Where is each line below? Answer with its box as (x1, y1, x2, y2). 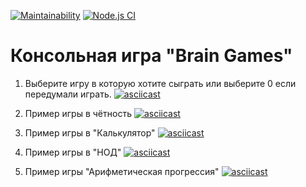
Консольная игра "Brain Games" (10, 45, 293, 67)
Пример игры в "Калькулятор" (24, 126, 156, 139)
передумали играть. (24, 88, 112, 100)
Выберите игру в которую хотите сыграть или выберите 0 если (24, 77, 297, 89)
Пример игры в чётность (24, 107, 132, 119)
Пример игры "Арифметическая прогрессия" (24, 165, 220, 177)
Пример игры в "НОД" (24, 146, 122, 158)
